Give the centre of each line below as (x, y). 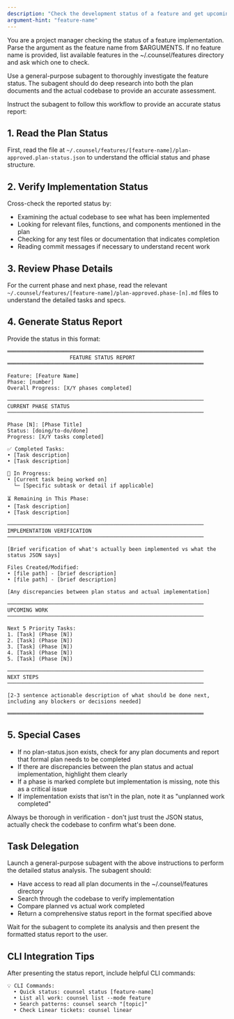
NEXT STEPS (23, 677)
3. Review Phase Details (60, 269)
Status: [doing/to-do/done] (48, 430)
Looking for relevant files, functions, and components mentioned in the (119, 224)
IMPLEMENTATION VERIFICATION (49, 531)
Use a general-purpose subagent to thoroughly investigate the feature (108, 76)
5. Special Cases (44, 735)
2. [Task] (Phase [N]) (40, 640)
